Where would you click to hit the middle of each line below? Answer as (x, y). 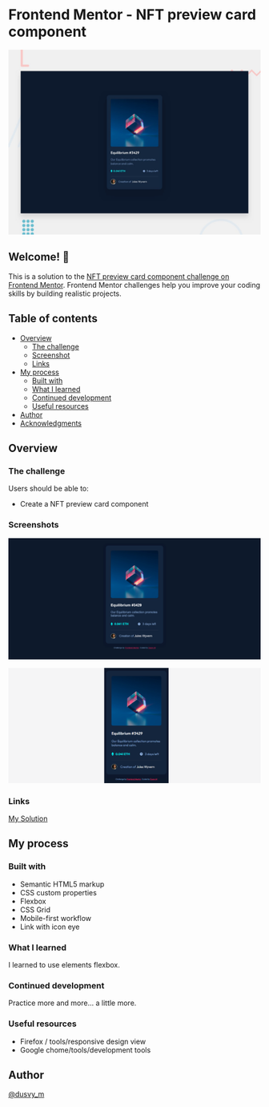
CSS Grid (35, 909)
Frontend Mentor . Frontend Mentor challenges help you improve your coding (134, 285)
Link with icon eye (50, 927)
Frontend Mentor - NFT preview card (132, 15)
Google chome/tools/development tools (85, 1050)
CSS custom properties (58, 892)
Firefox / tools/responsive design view (83, 1041)
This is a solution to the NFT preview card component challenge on (119, 276)
